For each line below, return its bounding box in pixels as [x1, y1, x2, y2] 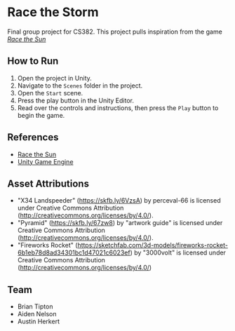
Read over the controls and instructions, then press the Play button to [17, 103, 219, 112]
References [7, 131, 59, 144]
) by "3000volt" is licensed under [130, 248, 227, 257]
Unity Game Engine [17, 157, 74, 165]
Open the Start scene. [17, 88, 83, 97]
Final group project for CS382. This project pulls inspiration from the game [7, 27, 222, 36]
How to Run [7, 55, 59, 67]
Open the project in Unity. [17, 74, 93, 82]
